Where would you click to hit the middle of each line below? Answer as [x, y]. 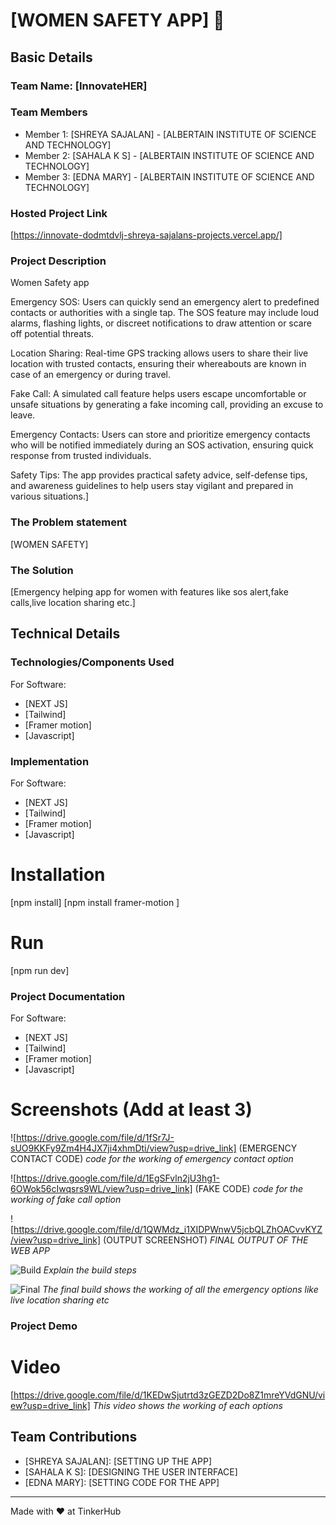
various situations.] [50, 496]
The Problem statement [69, 522]
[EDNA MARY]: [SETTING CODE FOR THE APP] [122, 1482]
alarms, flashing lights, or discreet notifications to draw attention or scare [161, 323]
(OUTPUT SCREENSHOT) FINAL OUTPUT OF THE [206, 1240]
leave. [23, 415]
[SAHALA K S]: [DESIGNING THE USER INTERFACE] [131, 1471]
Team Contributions [74, 1437]
